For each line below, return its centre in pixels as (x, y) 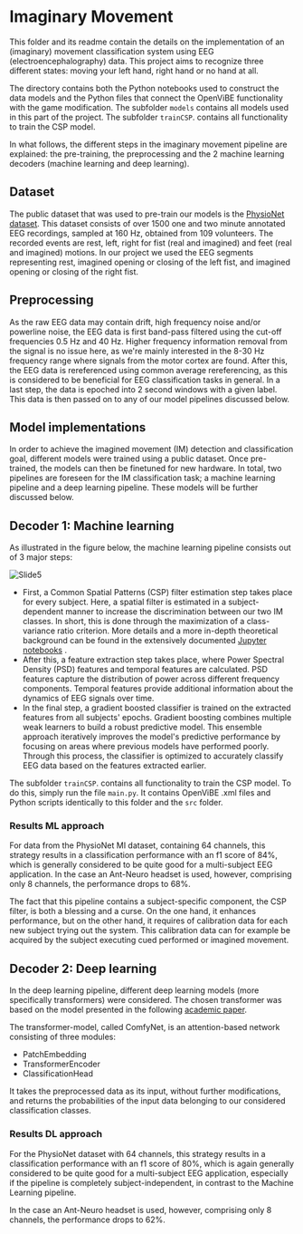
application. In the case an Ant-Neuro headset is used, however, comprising (151, 874)
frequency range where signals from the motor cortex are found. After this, (148, 361)
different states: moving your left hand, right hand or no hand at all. (134, 71)
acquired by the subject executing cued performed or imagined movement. (149, 940)
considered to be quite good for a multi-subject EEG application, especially (149, 1173)
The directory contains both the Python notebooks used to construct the (144, 88)
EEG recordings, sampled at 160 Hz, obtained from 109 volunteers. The (142, 233)
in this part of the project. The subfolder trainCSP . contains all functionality (149, 117)
